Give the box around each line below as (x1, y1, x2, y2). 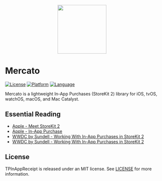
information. (5, 171, 30, 177)
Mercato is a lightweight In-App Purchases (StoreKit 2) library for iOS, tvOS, (5, 91, 158, 97)
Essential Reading (5, 110, 61, 119)
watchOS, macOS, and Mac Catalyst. (5, 96, 80, 102)
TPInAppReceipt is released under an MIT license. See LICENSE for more (5, 166, 152, 172)
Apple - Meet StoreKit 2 (12, 123, 60, 129)
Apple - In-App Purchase (12, 128, 62, 134)
